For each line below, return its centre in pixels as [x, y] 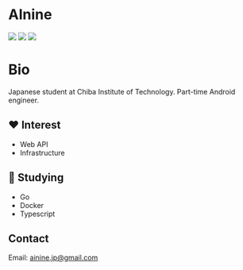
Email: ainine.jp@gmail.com [53, 258]
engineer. [24, 100]
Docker [32, 205]
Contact [29, 239]
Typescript [37, 214]
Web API [34, 144]
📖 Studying [36, 177]
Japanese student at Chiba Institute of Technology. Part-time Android [122, 91]
